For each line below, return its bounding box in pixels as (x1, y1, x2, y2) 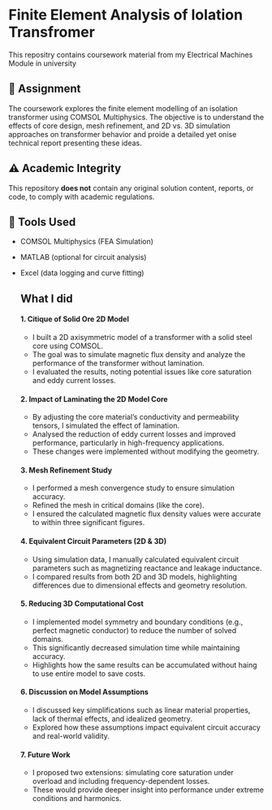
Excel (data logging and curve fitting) (19, 268, 145, 278)
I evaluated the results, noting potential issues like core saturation (32, 367, 252, 377)
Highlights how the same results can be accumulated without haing (32, 660, 257, 670)
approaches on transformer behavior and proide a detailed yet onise (8, 129, 237, 139)
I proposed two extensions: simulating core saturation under (32, 768, 234, 778)
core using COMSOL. (32, 341, 104, 351)
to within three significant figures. (32, 518, 145, 528)
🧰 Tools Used (8, 215, 76, 229)
